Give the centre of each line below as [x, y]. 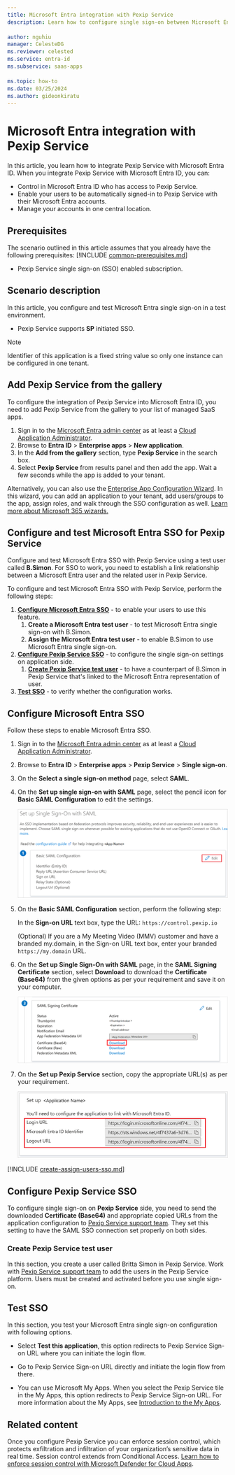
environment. [26, 315]
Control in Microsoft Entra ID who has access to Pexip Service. [107, 187]
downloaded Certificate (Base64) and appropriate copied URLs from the [113, 1216]
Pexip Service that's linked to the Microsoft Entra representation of [124, 677]
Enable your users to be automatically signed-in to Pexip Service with [117, 194]
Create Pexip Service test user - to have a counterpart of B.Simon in [127, 669]
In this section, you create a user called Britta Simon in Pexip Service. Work [115, 1264]
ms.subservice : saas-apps [45, 66]
